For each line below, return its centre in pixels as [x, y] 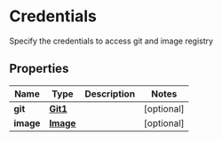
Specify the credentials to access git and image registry [111, 41]
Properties [39, 69]
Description [110, 93]
